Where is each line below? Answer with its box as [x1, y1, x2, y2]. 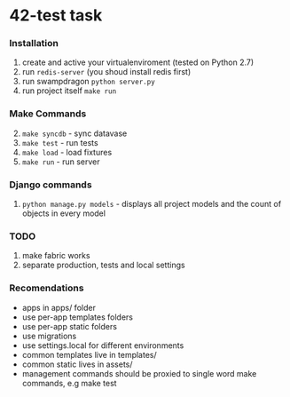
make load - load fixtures [21, 147, 113, 157]
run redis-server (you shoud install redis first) [21, 67, 192, 77]
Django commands [9, 179, 92, 191]
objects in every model [21, 208, 106, 218]
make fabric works [21, 250, 90, 261]
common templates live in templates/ [21, 349, 157, 360]
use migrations [21, 330, 77, 341]
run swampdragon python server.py [21, 76, 155, 87]
